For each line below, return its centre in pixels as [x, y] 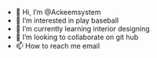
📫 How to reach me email [58, 46]
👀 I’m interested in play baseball [67, 20]
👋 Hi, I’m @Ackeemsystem [58, 12]
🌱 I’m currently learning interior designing [83, 29]
